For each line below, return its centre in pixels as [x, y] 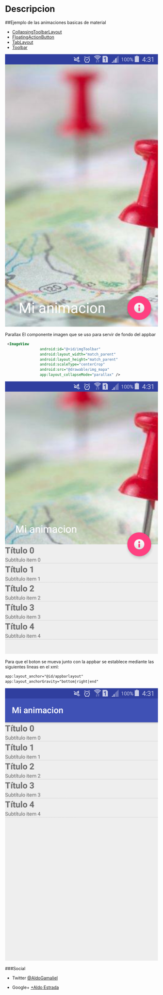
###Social [15, 968]
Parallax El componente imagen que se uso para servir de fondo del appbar [81, 334]
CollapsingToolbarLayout [37, 32]
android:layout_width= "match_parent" [78, 354]
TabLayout [23, 42]
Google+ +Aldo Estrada [35, 987]
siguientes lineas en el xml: [32, 667]
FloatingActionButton [33, 37]
